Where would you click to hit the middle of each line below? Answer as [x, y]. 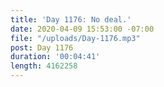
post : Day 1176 [42, 47]
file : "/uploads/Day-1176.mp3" [75, 38]
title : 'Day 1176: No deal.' [71, 19]
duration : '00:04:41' [55, 57]
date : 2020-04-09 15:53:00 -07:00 [82, 29]
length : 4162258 [44, 66]
